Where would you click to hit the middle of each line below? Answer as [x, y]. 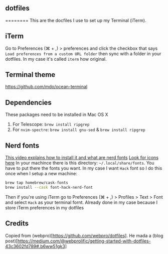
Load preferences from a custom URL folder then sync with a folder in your [83, 53]
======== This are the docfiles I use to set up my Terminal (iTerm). [76, 20]
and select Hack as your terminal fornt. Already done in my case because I [81, 202]
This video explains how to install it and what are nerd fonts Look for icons [82, 158]
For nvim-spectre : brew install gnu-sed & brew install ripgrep [79, 130]
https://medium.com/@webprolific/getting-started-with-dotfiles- [84, 241]
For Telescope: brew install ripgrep [51, 124]
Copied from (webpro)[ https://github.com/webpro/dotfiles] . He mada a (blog [84, 235]
